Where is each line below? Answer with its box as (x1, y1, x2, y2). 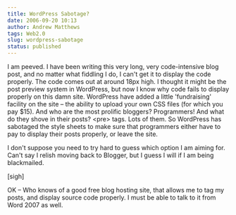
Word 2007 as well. (7, 201, 63, 209)
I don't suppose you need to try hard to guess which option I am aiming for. (7, 144, 225, 152)
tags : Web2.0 (7, 30, 46, 37)
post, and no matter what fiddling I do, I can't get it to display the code (7, 70, 211, 78)
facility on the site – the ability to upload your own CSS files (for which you (7, 100, 223, 108)
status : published (7, 43, 61, 50)
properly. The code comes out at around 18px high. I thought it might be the (7, 78, 227, 85)
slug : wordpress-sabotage (7, 37, 83, 44)
